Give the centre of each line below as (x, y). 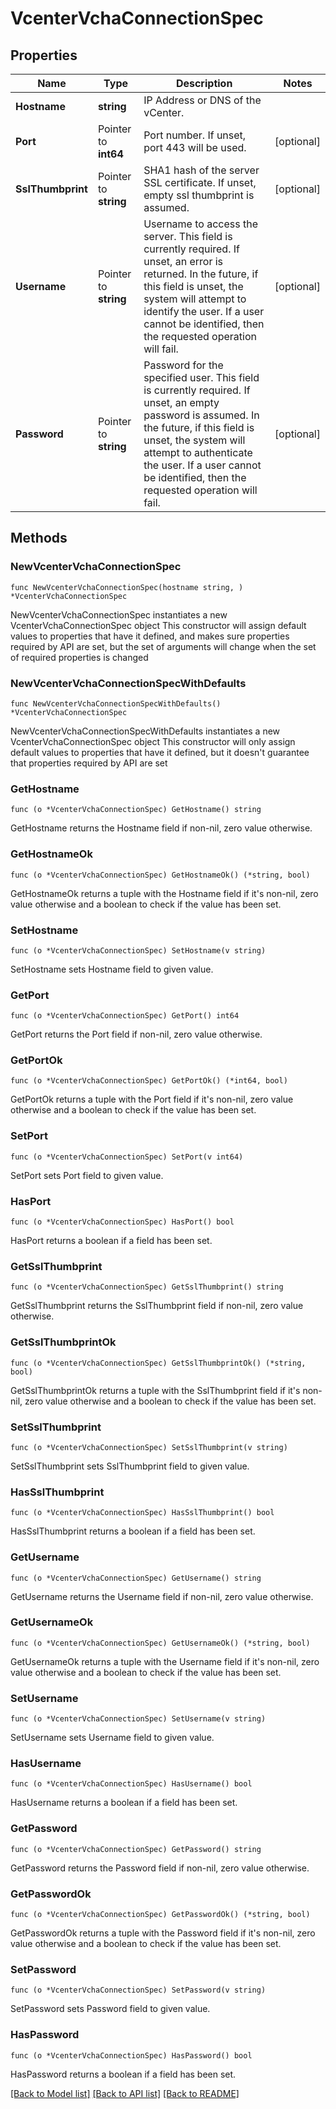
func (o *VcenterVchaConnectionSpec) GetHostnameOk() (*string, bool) (160, 875)
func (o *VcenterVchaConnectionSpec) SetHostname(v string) (138, 950)
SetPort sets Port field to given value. (87, 1175)
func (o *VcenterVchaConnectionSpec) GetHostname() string (136, 810)
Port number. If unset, (195, 135)
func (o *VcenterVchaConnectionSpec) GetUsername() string (136, 1578)
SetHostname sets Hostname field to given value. (112, 969)
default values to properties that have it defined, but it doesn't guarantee (160, 752)
